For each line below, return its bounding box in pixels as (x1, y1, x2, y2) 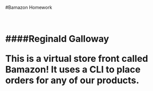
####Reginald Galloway (5, 33, 109, 45)
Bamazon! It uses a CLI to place (5, 64, 141, 76)
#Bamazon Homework (5, 5, 52, 10)
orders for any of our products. (5, 75, 140, 86)
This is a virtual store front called (5, 53, 148, 64)
